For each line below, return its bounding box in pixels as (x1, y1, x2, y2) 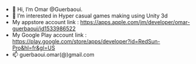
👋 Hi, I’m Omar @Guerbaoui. (12, 6, 83, 13)
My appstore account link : (12, 19, 79, 25)
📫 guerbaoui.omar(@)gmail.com (12, 51, 95, 58)
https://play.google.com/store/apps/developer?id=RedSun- (12, 38, 161, 45)
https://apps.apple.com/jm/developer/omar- (79, 19, 190, 25)
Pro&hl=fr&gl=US (12, 44, 56, 51)
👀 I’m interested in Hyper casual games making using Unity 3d (12, 12, 168, 19)
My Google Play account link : (12, 31, 87, 39)
